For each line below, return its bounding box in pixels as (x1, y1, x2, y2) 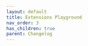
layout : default (6, 8, 47, 15)
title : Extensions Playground (6, 14, 83, 20)
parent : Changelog (6, 31, 52, 37)
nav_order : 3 (6, 20, 39, 26)
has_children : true (6, 25, 55, 32)
